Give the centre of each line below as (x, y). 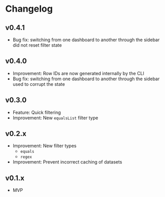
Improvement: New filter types (45, 146)
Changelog (29, 9)
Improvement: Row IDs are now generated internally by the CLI (78, 73)
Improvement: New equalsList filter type (55, 118)
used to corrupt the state (39, 84)
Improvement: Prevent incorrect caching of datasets (67, 162)
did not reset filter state (37, 45)
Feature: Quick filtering (37, 112)
